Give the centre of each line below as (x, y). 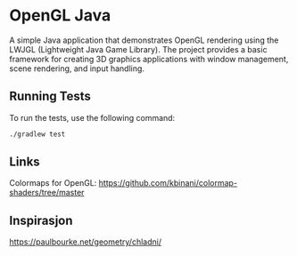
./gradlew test (37, 134)
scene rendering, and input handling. (77, 68)
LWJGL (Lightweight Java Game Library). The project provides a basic (138, 49)
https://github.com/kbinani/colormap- (168, 183)
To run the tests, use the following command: (92, 117)
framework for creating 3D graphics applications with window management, (149, 59)
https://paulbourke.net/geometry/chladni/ (86, 242)
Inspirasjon (41, 220)
